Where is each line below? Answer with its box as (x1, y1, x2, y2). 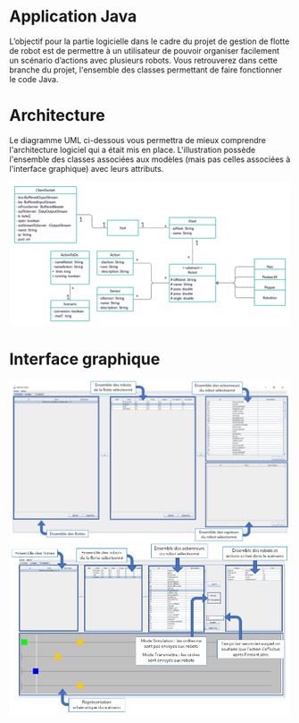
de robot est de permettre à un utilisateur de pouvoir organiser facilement (9, 45, 279, 55)
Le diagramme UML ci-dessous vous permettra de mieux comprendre (9, 134, 266, 145)
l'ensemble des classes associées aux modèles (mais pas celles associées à (9, 154, 291, 165)
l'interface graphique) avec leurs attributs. (9, 163, 164, 174)
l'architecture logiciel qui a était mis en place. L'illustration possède (9, 144, 256, 155)
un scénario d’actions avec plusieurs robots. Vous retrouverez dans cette (9, 55, 278, 65)
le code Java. (9, 73, 59, 84)
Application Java (9, 6, 137, 27)
